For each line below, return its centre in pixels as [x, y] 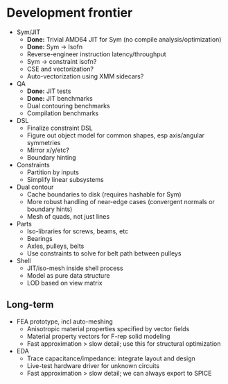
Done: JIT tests [49, 91]
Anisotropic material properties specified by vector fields [108, 328]
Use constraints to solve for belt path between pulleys [104, 253]
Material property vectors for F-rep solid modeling [98, 336]
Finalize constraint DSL [60, 128]
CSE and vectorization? [60, 69]
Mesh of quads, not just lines [68, 216]
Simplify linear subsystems [65, 179]
